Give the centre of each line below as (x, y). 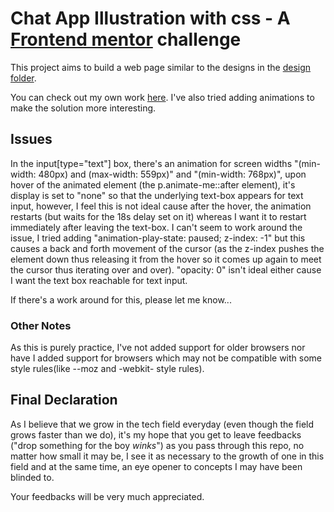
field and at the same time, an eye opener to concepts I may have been (156, 466)
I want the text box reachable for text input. (99, 280)
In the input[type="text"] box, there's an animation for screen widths (151, 163)
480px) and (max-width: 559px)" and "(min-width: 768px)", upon (172, 174)
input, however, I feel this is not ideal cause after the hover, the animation (161, 206)
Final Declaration (64, 400)
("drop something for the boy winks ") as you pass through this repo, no (157, 445)
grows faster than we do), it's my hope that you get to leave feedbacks (156, 434)
